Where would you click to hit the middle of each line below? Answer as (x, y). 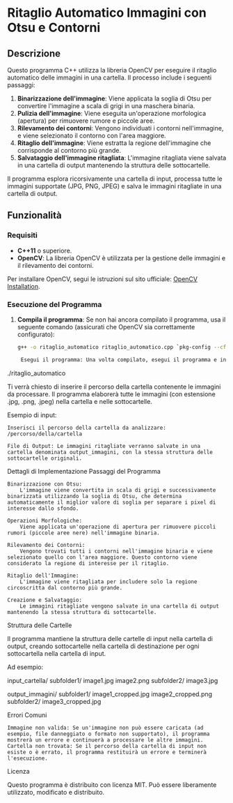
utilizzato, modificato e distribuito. (56, 792)
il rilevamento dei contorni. (55, 265)
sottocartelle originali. (45, 458)
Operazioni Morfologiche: (45, 520)
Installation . (24, 286)
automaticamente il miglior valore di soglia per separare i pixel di (112, 502)
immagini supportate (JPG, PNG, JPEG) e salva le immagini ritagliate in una (114, 186)
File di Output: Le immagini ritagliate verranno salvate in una (104, 446)
